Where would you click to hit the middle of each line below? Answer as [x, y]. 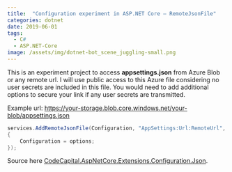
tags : [15, 33]
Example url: [25, 108]
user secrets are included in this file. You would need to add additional [108, 87]
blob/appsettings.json [38, 115]
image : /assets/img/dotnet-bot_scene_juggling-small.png [92, 53]
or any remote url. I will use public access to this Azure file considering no [113, 79]
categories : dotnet [36, 20]
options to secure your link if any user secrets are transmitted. [96, 94]
